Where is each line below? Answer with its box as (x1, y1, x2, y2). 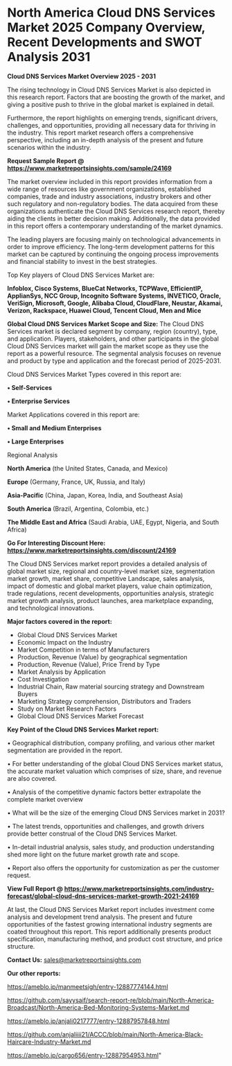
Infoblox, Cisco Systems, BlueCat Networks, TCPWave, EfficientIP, (7, 284, 203, 292)
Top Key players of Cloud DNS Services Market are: (7, 271, 154, 279)
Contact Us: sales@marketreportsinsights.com (7, 956, 142, 964)
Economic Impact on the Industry (17, 638, 112, 646)
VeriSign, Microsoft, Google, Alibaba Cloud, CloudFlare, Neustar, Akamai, (7, 298, 223, 307)
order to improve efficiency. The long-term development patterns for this (7, 242, 215, 251)
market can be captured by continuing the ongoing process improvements (7, 250, 220, 258)
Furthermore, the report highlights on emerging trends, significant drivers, (7, 113, 218, 122)
